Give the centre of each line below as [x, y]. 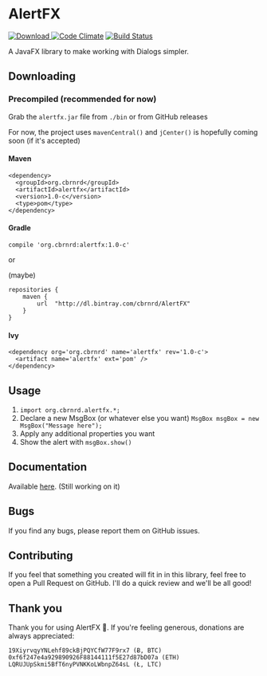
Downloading [42, 77]
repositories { [33, 290]
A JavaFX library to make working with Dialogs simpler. [99, 51]
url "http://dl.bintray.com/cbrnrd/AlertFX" [114, 304]
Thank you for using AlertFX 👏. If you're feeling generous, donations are [126, 627]
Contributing [41, 556]
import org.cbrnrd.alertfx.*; [70, 411]
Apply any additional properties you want [87, 434]
